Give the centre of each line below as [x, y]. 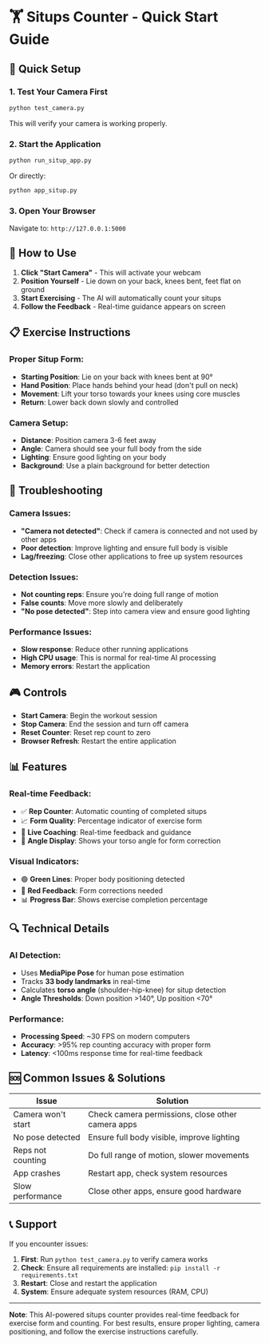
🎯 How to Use [43, 253]
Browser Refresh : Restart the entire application [98, 741]
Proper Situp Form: [47, 359]
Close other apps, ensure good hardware [165, 1191]
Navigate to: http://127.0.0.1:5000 [67, 228]
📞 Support [33, 1225]
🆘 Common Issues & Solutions [87, 1079]
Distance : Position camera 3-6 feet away [88, 440]
